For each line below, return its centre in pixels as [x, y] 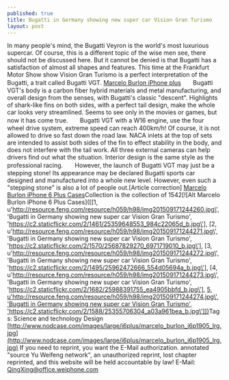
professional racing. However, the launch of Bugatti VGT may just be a [111, 166]
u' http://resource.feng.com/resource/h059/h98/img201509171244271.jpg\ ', [112, 231]
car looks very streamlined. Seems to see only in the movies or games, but [112, 112]
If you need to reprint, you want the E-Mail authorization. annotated [114, 348]
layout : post [26, 26]
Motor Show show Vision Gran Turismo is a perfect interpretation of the [108, 75]
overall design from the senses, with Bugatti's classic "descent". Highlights [112, 98]
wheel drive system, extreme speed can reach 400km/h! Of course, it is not [113, 128]
